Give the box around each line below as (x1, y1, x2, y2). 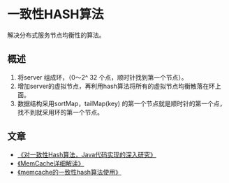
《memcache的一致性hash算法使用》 (17, 168, 122, 176)
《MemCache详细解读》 (17, 159, 84, 168)
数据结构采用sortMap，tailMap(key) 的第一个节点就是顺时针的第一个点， (17, 99, 226, 108)
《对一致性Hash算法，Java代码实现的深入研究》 (17, 150, 157, 159)
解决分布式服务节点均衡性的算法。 (7, 31, 105, 39)
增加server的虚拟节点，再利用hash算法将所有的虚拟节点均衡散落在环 (17, 82, 215, 90)
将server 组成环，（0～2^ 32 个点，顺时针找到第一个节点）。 (17, 73, 188, 81)
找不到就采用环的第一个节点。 (17, 108, 103, 116)
